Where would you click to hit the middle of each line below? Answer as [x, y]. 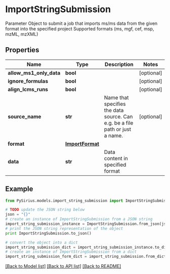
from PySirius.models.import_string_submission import [64, 201]
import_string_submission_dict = [40, 247]
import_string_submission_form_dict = [46, 257]
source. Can [118, 116]
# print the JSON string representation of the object [64, 228]
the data [114, 110]
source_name [25, 116]
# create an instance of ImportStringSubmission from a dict [71, 252]
